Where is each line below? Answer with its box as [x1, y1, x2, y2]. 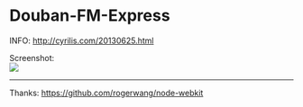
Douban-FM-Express [9, 5, 170, 26]
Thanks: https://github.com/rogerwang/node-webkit [9, 87, 204, 98]
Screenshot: [9, 52, 55, 63]
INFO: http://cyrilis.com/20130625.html [9, 35, 154, 46]
